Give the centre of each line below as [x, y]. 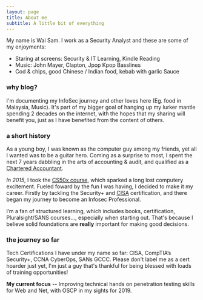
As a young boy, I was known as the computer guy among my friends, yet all [101, 149]
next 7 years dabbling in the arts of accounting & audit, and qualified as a [98, 162]
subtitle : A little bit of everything [55, 23]
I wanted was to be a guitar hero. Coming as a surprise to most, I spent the [99, 155]
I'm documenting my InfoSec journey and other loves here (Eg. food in [94, 100]
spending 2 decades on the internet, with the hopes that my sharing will [96, 114]
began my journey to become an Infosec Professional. [74, 199]
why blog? [22, 87]
